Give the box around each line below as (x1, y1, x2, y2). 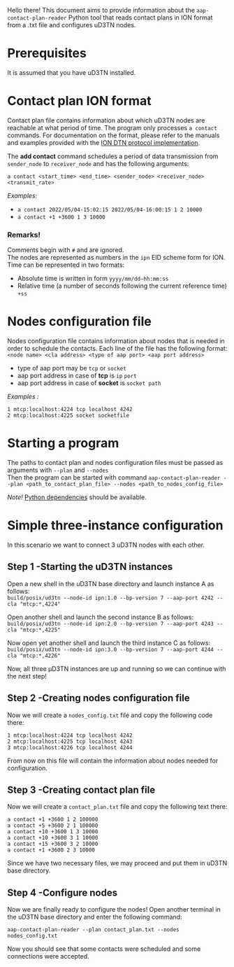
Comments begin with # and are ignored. (7, 246, 124, 254)
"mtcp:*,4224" (20, 600, 61, 608)
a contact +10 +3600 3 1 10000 (7, 835, 98, 842)
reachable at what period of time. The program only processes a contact (7, 123, 218, 132)
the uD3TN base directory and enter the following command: (7, 913, 183, 921)
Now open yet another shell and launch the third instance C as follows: (7, 639, 211, 647)
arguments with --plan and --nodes (7, 466, 109, 475)
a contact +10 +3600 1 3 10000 (7, 828, 98, 835)
